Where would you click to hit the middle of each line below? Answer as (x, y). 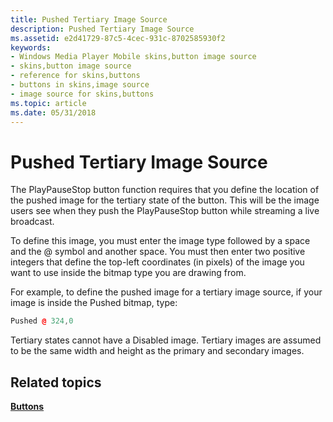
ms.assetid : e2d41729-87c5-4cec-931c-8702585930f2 (118, 38)
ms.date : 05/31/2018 (53, 112)
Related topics (56, 382)
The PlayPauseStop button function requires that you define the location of (165, 190)
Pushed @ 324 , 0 (42, 321)
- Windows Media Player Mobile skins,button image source (133, 57)
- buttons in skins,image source (80, 85)
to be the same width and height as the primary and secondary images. (157, 351)
